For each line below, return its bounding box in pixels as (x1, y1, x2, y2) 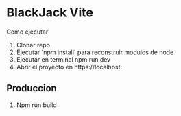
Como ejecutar (6, 27, 49, 36)
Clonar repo (16, 40, 51, 49)
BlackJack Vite (6, 5, 94, 21)
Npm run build (16, 101, 58, 109)
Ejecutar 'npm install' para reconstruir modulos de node (16, 48, 174, 56)
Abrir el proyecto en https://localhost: (16, 62, 123, 71)
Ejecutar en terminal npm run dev (16, 55, 111, 63)
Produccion (6, 82, 58, 94)
